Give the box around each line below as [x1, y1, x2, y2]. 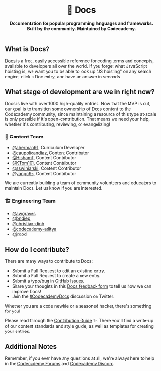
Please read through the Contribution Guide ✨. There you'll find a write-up [5, 317, 154, 323]
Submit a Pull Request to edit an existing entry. [12, 268, 105, 273]
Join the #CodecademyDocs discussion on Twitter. [12, 293, 114, 299]
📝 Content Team [5, 134, 44, 140]
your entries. [5, 328, 31, 334]
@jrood [12, 231, 27, 237]
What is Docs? [5, 45, 50, 53]
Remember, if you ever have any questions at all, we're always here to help [5, 355, 154, 361]
